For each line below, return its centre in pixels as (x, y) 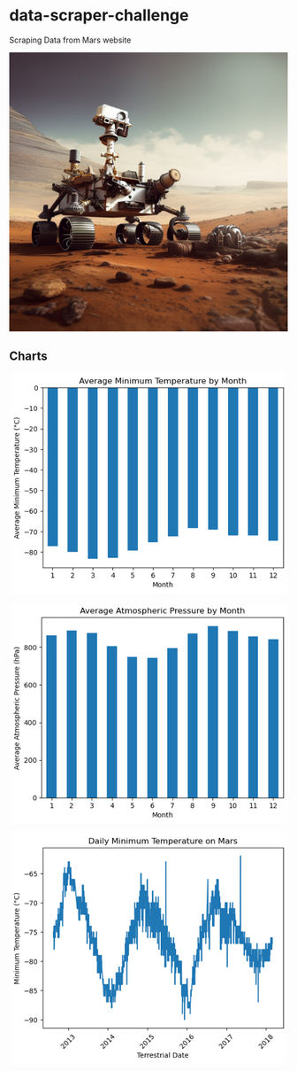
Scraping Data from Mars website (70, 40)
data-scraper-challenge (99, 16)
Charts (29, 357)
